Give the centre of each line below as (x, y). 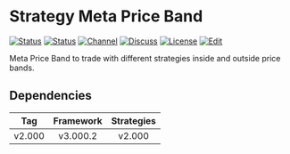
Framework (78, 120)
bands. (22, 68)
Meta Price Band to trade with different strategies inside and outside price (145, 58)
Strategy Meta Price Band (106, 16)
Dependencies (50, 96)
